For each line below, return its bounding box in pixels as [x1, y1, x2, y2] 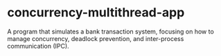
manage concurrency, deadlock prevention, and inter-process [7, 34, 184, 42]
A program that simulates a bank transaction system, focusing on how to [7, 27, 215, 36]
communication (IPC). [7, 42, 69, 50]
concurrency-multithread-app [7, 5, 185, 20]
